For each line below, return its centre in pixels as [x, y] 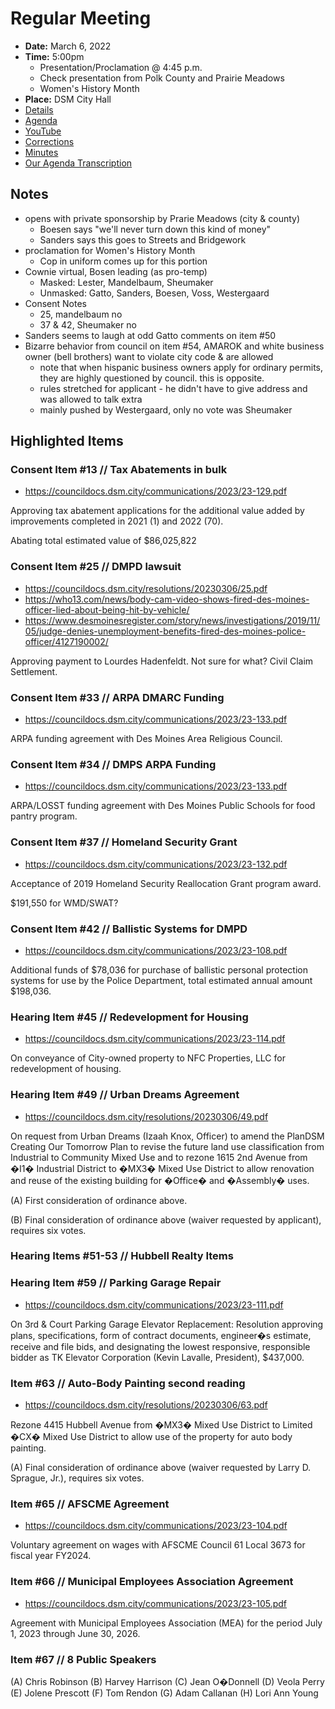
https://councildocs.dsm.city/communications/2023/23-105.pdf [156, 1603]
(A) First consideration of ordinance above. [99, 1200]
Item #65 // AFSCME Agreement [90, 1504]
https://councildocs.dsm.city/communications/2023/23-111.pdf [154, 1304]
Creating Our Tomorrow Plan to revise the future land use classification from [167, 1146]
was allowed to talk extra [91, 399]
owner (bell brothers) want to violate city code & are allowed [149, 356]
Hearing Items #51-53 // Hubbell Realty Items [122, 1256]
